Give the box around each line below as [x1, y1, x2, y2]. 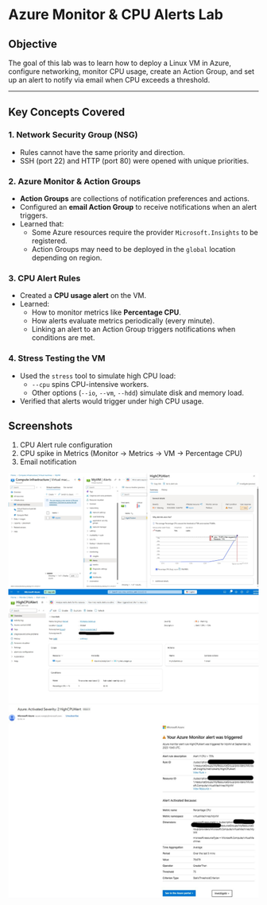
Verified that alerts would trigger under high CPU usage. [19, 396, 204, 406]
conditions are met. [31, 333, 95, 342]
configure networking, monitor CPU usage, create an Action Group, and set [8, 67, 255, 76]
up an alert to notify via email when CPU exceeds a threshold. [8, 75, 211, 84]
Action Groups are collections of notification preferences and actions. [19, 193, 250, 203]
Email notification [19, 457, 77, 466]
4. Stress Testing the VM [8, 353, 106, 364]
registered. [31, 236, 68, 246]
